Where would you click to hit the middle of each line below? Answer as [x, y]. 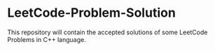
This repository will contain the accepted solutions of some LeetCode [107, 32]
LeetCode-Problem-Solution [92, 13]
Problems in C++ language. [47, 39]
